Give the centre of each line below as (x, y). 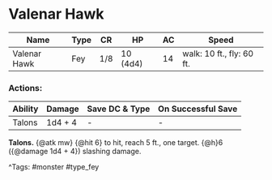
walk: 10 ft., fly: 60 (217, 54)
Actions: (25, 88)
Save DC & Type (119, 109)
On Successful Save (198, 109)
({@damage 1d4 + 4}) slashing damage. (75, 152)
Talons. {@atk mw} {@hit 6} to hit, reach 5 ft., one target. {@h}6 (116, 143)
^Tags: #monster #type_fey (54, 167)
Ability (25, 109)
